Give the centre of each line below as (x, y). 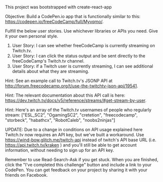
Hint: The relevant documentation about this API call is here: (65, 95)
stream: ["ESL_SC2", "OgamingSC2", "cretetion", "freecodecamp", (71, 115)
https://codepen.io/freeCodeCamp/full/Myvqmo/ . (54, 22)
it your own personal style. (32, 36)
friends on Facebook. (26, 175)
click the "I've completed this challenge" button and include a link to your (78, 165)
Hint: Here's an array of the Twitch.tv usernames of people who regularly (78, 110)
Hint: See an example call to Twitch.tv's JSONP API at (59, 81)
